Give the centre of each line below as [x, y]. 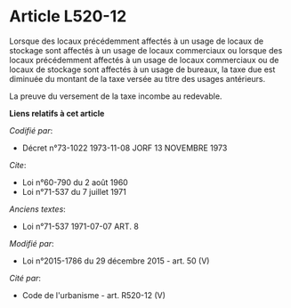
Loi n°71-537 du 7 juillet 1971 [74, 191]
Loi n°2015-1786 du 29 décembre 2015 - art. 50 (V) [116, 261]
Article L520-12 [68, 16]
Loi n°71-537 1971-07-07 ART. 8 [81, 226]
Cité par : [25, 278]
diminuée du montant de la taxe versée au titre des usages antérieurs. [137, 78]
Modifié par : [32, 243]
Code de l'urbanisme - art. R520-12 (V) [94, 295]
